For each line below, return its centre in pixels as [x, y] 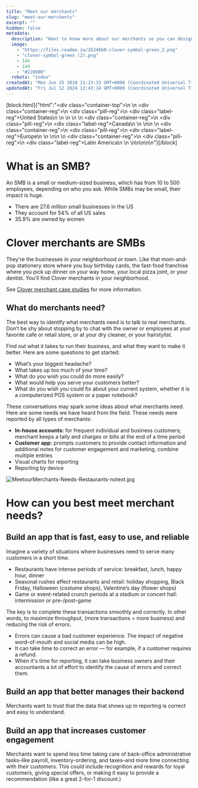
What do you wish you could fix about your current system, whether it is [102, 389]
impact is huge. [25, 195]
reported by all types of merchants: [49, 419]
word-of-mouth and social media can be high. [70, 642]
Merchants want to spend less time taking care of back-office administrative [99, 754]
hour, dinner [29, 575]
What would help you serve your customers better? [77, 382]
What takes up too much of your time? [61, 370]
